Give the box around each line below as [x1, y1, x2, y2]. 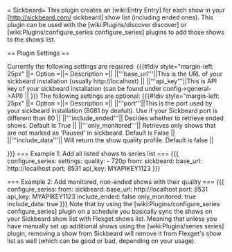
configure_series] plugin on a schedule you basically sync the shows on [7, 208, 213, 215]
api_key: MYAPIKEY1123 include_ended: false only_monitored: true [7, 192, 196, 201]
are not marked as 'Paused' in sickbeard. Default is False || [7, 128, 175, 137]
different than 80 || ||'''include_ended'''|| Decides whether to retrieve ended [7, 114, 224, 122]
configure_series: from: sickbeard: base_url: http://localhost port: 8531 [7, 185, 208, 193]
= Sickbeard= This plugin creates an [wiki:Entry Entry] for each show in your [7, 6, 225, 14]
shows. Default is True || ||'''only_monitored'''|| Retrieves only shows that [7, 121, 216, 129]
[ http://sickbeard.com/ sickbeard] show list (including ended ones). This [7, 13, 213, 22]
